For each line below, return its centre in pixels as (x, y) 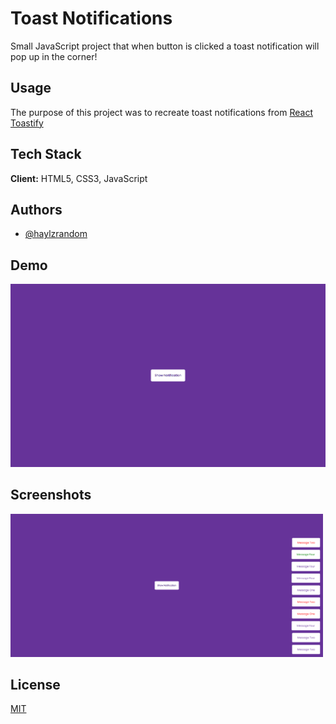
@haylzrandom (56, 234)
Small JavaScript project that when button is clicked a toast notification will (165, 46)
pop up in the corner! (54, 56)
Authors (36, 209)
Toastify (27, 123)
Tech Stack (46, 154)
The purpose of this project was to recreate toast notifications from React (162, 112)
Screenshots (51, 495)
